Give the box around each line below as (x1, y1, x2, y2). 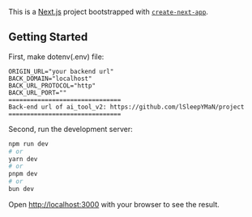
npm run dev (8, 139, 49, 148)
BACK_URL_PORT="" (8, 88, 67, 96)
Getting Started (8, 30, 88, 44)
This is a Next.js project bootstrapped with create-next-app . (8, 7, 209, 16)
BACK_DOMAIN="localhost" (8, 74, 92, 83)
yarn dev (8, 155, 38, 163)
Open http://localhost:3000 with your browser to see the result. (8, 199, 220, 209)
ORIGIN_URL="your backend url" (8, 67, 114, 75)
